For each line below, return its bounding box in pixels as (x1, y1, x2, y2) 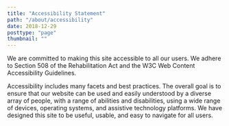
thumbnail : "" (7, 36, 48, 42)
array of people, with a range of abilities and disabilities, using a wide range (7, 97, 221, 105)
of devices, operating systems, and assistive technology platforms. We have (7, 104, 223, 112)
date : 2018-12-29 (7, 23, 57, 29)
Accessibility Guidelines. (7, 69, 77, 77)
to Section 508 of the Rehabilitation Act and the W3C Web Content (7, 62, 195, 70)
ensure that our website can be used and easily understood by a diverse (7, 90, 211, 98)
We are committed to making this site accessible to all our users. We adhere (7, 54, 221, 62)
